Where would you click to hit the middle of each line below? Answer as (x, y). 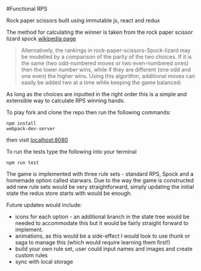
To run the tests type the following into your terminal (72, 152)
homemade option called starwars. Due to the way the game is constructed (100, 180)
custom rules (31, 255)
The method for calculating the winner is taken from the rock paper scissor (100, 32)
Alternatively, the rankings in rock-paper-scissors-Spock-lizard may (106, 50)
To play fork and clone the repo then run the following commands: (89, 112)
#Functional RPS (27, 9)
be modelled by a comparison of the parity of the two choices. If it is (106, 57)
